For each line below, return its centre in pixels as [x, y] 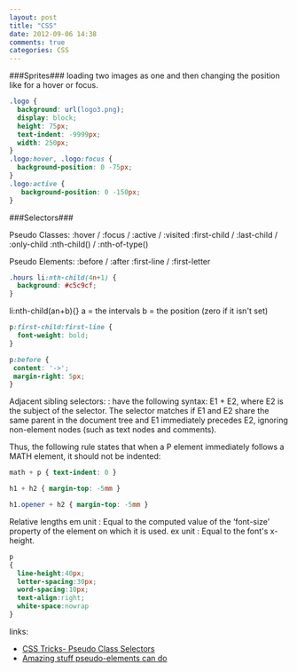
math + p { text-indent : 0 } [63, 473]
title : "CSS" [33, 26]
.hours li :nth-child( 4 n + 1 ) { [63, 277]
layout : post [33, 17]
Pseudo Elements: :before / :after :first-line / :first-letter [110, 261]
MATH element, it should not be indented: [85, 456]
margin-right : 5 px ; [49, 376]
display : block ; [47, 118]
